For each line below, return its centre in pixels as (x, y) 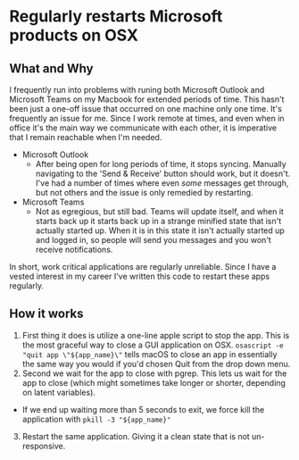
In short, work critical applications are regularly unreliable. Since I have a (143, 267)
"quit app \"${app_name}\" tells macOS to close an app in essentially (149, 354)
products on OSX (74, 35)
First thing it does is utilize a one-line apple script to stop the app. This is (156, 335)
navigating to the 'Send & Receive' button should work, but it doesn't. (163, 173)
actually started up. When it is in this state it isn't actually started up (160, 230)
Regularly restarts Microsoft (116, 17)
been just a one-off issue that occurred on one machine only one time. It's (146, 109)
